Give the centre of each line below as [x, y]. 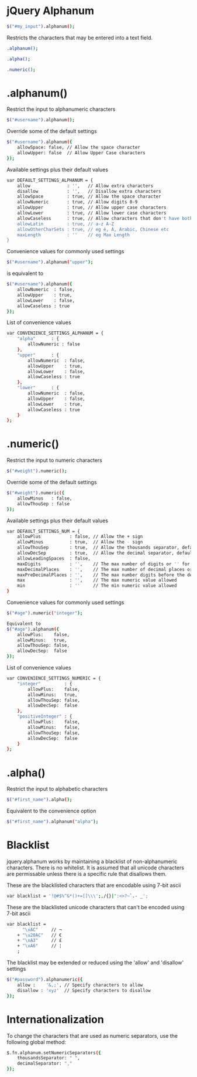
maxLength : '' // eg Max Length [74, 235]
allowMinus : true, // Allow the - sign [80, 542]
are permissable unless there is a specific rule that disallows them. [87, 874]
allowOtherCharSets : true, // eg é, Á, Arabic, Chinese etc [93, 229]
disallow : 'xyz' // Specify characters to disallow [84, 990]
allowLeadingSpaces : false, [54, 558]
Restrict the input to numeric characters [55, 460]
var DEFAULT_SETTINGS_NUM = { [44, 531]
